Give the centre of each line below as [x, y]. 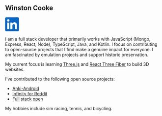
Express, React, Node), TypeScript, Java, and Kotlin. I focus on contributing [81, 44]
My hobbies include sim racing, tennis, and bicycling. [59, 108]
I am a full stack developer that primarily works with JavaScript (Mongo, [78, 39]
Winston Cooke [29, 8]
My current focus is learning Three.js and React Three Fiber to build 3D [77, 64]
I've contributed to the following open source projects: [60, 79]
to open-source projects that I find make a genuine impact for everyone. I [79, 49]
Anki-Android [26, 88]
